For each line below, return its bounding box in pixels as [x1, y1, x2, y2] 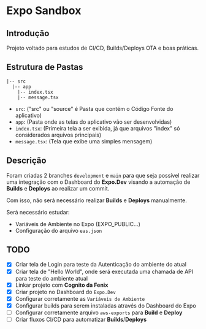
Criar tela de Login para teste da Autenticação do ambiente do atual [15, 261, 187, 268]
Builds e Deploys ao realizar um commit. [6, 184, 110, 192]
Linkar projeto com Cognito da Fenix [15, 281, 109, 289]
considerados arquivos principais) [15, 131, 102, 138]
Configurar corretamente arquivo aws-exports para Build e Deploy [15, 309, 183, 316]
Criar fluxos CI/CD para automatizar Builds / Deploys [15, 316, 147, 323]
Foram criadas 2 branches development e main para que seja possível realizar [6, 172, 200, 179]
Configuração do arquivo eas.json [15, 227, 102, 234]
